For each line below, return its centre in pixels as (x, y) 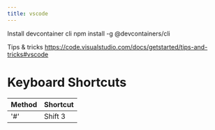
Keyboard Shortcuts (67, 82)
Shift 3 (55, 116)
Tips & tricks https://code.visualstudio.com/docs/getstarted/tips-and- (107, 47)
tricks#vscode (28, 54)
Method (24, 104)
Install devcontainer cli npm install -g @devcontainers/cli (89, 33)
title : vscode (28, 14)
